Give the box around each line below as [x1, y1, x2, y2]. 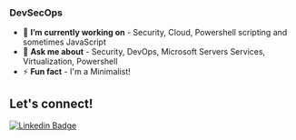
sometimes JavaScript [22, 36, 106, 47]
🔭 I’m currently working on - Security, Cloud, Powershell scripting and [22, 27, 288, 38]
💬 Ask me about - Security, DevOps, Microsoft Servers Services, [22, 46, 266, 57]
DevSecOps [9, 6, 64, 19]
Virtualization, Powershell [22, 56, 118, 67]
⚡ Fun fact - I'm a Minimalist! [22, 66, 132, 77]
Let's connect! [9, 95, 94, 111]
